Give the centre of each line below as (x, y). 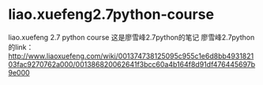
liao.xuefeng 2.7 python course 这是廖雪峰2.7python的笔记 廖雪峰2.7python (131, 37)
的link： (21, 47)
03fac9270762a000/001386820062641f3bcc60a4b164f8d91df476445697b (132, 64)
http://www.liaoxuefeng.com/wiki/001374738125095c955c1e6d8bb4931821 (131, 56)
